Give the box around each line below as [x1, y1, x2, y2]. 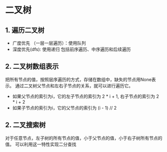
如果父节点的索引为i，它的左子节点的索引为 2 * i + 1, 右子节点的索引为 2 [12, 93, 160, 99]
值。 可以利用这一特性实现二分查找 [5, 141, 76, 147]
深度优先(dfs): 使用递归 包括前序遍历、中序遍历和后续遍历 [12, 46, 131, 52]
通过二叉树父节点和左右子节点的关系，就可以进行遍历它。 [14, 83, 133, 89]
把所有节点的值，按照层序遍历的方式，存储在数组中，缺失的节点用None [5, 76, 152, 82]
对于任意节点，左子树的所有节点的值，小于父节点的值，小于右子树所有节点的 [5, 135, 163, 141]
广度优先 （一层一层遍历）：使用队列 [12, 40, 86, 46]
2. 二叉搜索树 [5, 121, 46, 130]
